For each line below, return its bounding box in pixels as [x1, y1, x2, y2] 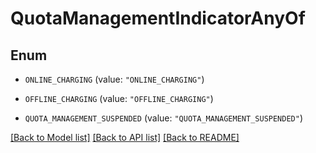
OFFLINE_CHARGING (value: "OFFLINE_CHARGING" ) [24, 93, 214, 104]
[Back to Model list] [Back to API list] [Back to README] [10, 132, 240, 143]
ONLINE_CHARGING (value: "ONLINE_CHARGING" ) [24, 73, 205, 85]
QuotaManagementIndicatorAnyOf [10, 7, 306, 30]
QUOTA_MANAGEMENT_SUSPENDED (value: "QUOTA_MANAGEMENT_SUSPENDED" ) [24, 112, 304, 124]
